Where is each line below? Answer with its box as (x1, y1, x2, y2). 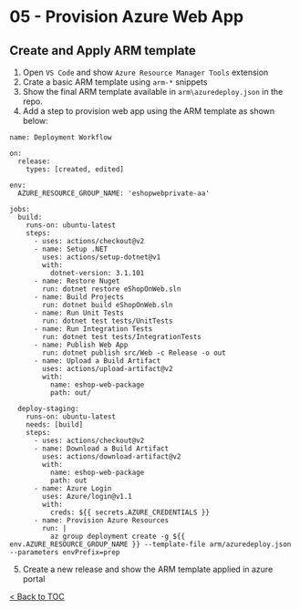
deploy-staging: (17, 404, 79, 413)
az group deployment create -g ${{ (49, 532, 185, 541)
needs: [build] (26, 420, 84, 429)
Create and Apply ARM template (9, 43, 196, 58)
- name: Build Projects (33, 293, 125, 302)
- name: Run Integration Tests (33, 325, 153, 334)
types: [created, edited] (26, 165, 125, 174)
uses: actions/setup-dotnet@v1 (42, 253, 161, 262)
